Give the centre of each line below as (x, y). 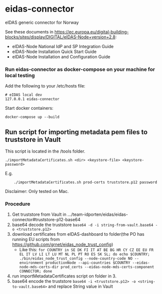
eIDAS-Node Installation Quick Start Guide (54, 52)
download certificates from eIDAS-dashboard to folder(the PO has (78, 234)
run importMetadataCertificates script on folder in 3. (64, 276)
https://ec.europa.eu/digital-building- (92, 32)
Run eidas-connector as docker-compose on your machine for (80, 69)
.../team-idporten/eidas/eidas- (97, 214)
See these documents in (29, 32)
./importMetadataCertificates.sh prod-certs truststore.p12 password (86, 182)
